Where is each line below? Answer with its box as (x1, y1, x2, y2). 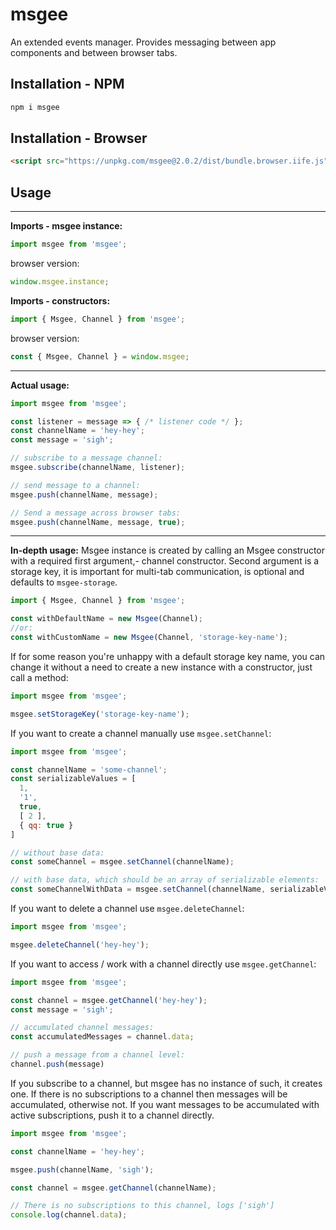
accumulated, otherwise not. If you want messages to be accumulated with (10, 1098, 320, 1110)
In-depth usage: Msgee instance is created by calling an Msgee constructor (10, 544, 326, 557)
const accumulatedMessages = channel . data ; (10, 1032, 195, 1042)
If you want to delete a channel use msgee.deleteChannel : (10, 903, 245, 914)
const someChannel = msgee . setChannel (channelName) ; (10, 857, 235, 867)
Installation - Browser (10, 130, 148, 147)
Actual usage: (10, 379, 70, 391)
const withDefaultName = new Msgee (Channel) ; (10, 614, 203, 624)
